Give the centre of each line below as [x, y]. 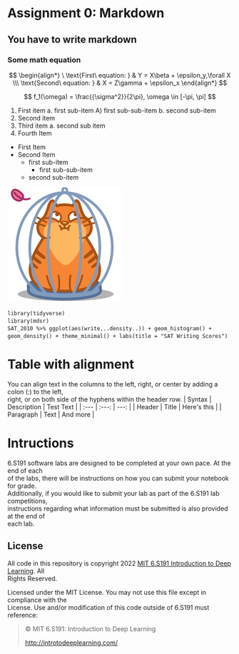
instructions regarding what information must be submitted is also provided [118, 509]
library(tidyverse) [36, 313]
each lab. [21, 523]
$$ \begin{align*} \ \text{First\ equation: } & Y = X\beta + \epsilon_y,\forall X [120, 75]
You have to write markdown [72, 40]
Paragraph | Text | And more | [51, 414]
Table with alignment [71, 364]
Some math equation [44, 60]
